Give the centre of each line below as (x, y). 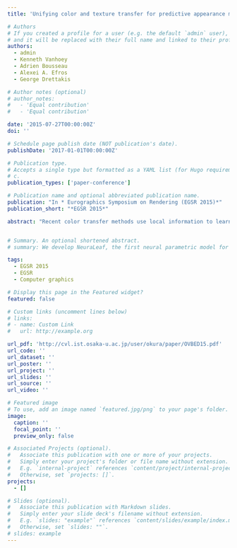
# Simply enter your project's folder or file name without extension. (118, 462)
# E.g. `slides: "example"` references (69, 520)
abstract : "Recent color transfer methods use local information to (110, 221)
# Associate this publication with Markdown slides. (90, 507)
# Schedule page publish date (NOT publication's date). (93, 144)
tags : (15, 260)
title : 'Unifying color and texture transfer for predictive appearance (116, 14)
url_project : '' (31, 371)
